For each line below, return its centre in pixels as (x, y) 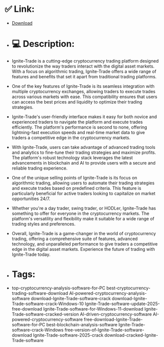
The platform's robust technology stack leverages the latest (72, 157)
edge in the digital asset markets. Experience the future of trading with (83, 249)
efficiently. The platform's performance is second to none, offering (79, 127)
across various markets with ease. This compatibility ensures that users (84, 97)
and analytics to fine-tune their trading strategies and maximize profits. (84, 152)
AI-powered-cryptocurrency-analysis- (108, 293)
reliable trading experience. (39, 168)
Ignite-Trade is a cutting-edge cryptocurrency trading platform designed (85, 61)
